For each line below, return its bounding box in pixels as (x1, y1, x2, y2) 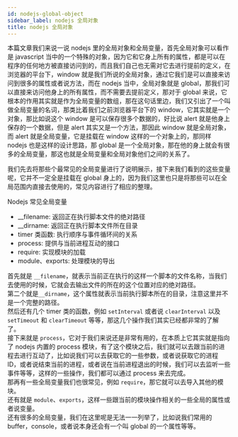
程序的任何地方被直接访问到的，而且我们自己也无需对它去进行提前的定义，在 (7, 62, 231, 70)
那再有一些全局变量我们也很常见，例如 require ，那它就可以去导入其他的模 (7, 378, 225, 386)
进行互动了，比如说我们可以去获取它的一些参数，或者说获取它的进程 (19, 351, 218, 360)
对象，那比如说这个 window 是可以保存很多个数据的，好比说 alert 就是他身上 (7, 115, 230, 123)
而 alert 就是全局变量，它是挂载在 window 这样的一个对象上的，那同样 (7, 132, 212, 141)
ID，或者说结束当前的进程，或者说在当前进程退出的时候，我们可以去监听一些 (7, 360, 231, 368)
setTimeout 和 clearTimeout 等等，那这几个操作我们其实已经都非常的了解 (7, 316, 220, 325)
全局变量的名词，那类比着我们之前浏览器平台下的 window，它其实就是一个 (13, 105, 231, 114)
